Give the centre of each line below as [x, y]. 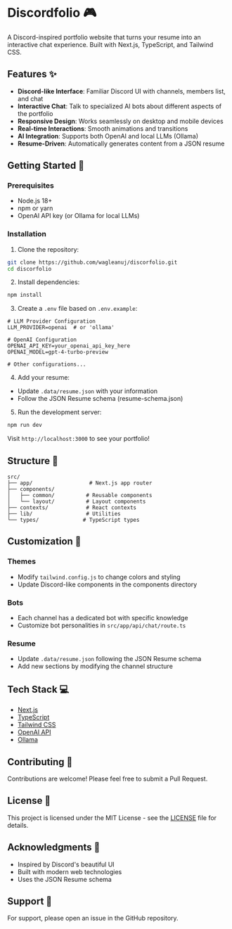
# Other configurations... [47, 365]
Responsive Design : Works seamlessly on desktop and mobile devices [120, 121]
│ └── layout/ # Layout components [77, 502]
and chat [30, 98]
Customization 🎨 [44, 542]
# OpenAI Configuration [42, 340]
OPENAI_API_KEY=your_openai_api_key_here [69, 346]
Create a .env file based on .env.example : [77, 309]
